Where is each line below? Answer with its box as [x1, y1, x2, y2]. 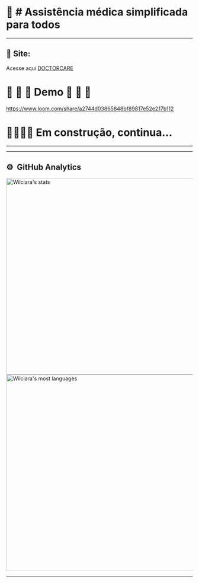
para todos [6, 18, 60, 31]
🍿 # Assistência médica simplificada [6, 5, 188, 19]
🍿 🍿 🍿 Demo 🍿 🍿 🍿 [6, 85, 92, 98]
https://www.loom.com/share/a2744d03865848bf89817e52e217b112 [6, 105, 174, 112]
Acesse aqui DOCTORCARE [6, 65, 74, 72]
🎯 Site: [6, 49, 31, 59]
